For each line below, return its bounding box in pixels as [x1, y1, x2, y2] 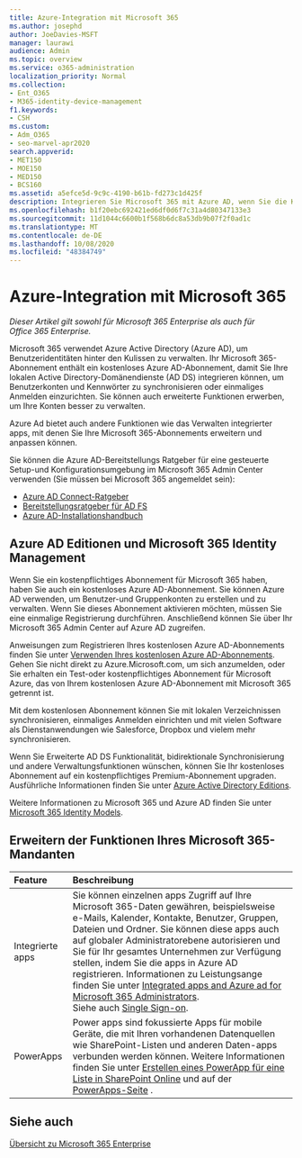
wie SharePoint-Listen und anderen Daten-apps [72, 1038, 278, 1051]
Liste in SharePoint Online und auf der [72, 1072, 232, 1085]
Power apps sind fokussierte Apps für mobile [72, 1016, 262, 1028]
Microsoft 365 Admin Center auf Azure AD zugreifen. [9, 622, 206, 633]
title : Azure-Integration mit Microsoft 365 [9, 13, 179, 23]
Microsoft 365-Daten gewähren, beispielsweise [72, 900, 276, 912]
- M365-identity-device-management [9, 96, 143, 106]
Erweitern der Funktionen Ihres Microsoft [9, 833, 244, 848]
